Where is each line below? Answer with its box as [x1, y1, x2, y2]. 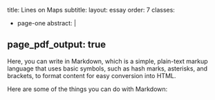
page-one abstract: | [17, 19, 77, 27]
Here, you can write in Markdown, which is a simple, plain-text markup [7, 57, 209, 65]
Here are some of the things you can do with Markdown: [7, 85, 168, 93]
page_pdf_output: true [7, 39, 106, 51]
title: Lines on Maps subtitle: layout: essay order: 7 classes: [7, 6, 175, 14]
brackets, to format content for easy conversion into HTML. [7, 71, 176, 79]
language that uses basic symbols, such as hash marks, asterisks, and [7, 64, 208, 73]
